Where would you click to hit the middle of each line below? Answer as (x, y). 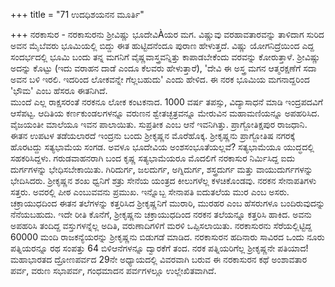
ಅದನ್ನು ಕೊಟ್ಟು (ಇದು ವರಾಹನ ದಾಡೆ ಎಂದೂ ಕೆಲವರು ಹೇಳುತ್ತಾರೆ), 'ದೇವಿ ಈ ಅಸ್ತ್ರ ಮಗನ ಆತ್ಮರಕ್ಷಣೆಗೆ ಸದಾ (163, 68)
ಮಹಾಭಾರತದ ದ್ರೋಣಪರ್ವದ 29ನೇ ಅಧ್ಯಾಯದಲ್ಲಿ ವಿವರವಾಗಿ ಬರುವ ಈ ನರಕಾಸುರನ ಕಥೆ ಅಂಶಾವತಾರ (159, 259)
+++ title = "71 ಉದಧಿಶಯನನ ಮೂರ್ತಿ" (77, 14)
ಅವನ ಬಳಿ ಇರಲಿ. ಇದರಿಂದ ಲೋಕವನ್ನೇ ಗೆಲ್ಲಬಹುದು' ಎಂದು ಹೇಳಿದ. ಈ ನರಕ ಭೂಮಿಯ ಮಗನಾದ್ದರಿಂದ (160, 79)
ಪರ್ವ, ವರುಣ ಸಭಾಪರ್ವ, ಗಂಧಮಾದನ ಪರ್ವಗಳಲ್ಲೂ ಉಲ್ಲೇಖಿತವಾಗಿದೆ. (113, 270)
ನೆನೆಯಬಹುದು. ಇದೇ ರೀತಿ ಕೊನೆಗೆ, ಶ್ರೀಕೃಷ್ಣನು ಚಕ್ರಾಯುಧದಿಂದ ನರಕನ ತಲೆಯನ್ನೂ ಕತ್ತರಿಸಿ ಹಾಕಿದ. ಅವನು (161, 214)
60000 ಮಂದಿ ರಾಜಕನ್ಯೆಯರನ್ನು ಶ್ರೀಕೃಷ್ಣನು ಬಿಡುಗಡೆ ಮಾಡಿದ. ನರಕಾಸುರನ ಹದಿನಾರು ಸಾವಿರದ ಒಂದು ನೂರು (167, 237)
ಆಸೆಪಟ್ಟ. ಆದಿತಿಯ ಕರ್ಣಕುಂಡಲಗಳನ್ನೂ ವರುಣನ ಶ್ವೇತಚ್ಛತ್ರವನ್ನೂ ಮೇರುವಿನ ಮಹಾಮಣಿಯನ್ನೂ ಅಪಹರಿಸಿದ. (165, 113)
